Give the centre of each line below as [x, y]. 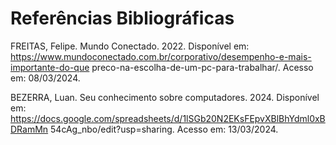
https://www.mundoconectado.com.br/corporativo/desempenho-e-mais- [161, 56]
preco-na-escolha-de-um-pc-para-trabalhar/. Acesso [202, 67]
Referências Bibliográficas [122, 18]
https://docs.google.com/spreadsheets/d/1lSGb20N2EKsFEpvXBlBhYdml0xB [168, 118]
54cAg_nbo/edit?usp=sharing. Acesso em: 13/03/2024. [164, 129]
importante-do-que [50, 67]
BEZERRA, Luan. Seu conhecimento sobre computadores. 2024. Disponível [165, 97]
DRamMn [29, 129]
